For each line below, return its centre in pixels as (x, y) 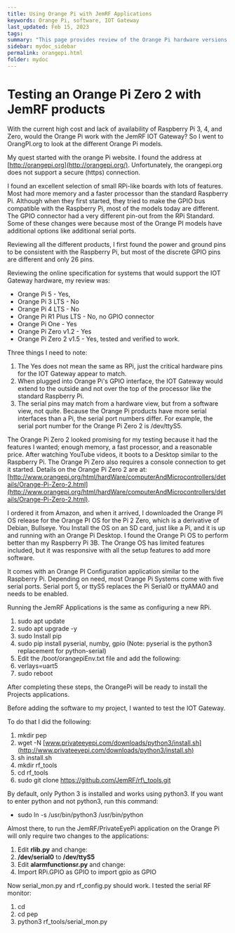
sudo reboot (35, 673)
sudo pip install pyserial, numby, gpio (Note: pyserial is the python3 (115, 643)
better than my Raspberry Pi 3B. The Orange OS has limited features (106, 543)
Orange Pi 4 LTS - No (48, 309)
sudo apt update (41, 621)
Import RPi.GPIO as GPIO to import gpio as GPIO (87, 872)
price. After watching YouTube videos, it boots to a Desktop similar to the (113, 454)
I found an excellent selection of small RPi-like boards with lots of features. (115, 186)
